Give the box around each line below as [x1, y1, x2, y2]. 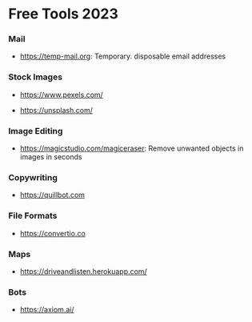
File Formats [8, 210, 58, 221]
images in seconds [19, 152, 82, 162]
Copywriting [8, 172, 58, 183]
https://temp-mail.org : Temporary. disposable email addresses [19, 51, 226, 61]
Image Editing [8, 125, 63, 136]
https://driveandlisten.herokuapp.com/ [19, 266, 147, 276]
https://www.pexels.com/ [19, 90, 104, 99]
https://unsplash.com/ [19, 105, 94, 115]
